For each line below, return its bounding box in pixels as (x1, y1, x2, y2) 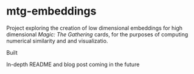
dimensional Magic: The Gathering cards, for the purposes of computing (6, 30, 189, 38)
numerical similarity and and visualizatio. (6, 37, 108, 44)
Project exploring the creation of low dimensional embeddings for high (6, 24, 183, 32)
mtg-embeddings (6, 4, 97, 18)
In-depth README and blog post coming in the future (6, 61, 140, 68)
